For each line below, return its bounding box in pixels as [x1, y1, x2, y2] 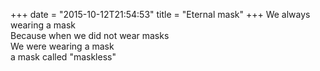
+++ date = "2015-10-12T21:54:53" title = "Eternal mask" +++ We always [10, 9, 311, 20]
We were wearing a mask [10, 40, 115, 52]
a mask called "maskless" [10, 51, 117, 63]
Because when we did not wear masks [10, 30, 170, 41]
